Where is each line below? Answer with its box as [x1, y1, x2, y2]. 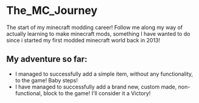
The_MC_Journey [6, 4, 98, 18]
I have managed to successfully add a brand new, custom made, [15, 83, 177, 90]
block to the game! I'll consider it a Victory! [43, 89, 151, 97]
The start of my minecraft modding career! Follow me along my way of [6, 24, 183, 31]
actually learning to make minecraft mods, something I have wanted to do [6, 30, 190, 37]
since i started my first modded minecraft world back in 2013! [6, 36, 161, 44]
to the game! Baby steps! [15, 76, 78, 84]
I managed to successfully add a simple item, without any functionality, [15, 70, 194, 78]
